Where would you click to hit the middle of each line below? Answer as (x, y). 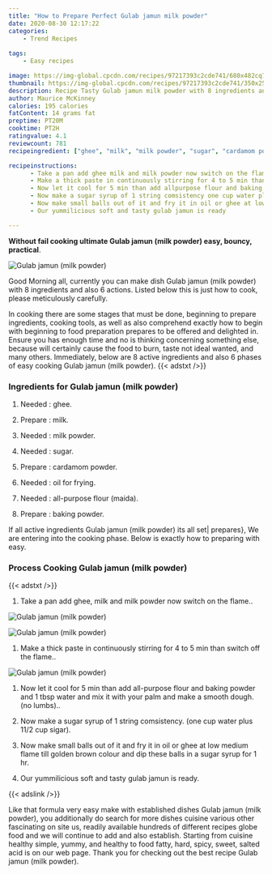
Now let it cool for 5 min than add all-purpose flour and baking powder (138, 689)
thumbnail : (27, 83)
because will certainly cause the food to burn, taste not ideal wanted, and (131, 348)
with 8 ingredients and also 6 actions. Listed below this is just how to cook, (133, 289)
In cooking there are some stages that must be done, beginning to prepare (132, 313)
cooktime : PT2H (34, 129)
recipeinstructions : (43, 166)
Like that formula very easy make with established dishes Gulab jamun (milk (135, 810)
